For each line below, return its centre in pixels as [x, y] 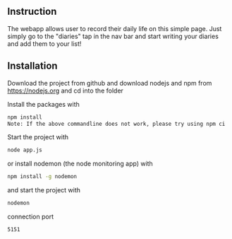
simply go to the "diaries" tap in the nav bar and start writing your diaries [113, 36]
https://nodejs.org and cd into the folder [65, 91]
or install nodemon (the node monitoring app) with [80, 164]
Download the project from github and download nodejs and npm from [110, 83]
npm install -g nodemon [42, 177]
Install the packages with [43, 104]
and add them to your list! [44, 43]
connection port [31, 216]
